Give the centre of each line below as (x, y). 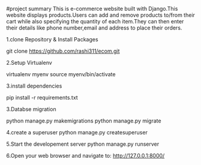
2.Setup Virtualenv (29, 63)
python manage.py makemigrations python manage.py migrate (84, 121)
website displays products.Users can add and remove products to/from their (100, 15)
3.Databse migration (31, 109)
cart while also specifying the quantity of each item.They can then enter (95, 21)
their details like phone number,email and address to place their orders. (94, 28)
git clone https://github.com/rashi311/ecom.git (63, 51)
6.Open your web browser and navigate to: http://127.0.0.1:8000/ (85, 156)
